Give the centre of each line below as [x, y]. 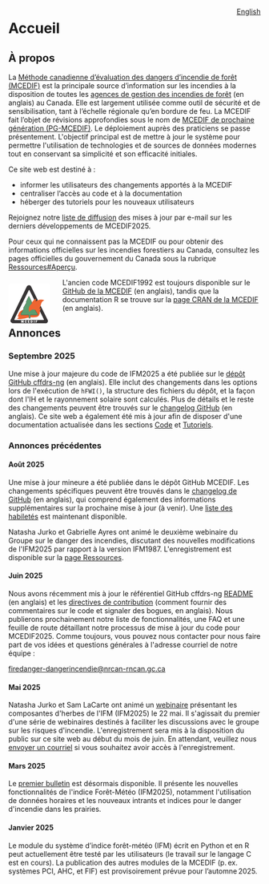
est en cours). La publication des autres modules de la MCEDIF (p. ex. [123, 862]
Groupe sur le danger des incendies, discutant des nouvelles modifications [132, 540]
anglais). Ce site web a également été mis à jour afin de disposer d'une [125, 416]
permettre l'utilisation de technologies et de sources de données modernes [132, 145]
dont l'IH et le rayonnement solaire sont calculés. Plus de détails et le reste [131, 399]
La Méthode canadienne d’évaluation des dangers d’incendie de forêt [123, 77]
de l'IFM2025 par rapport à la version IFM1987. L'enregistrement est [120, 549]
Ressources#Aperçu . [43, 267]
